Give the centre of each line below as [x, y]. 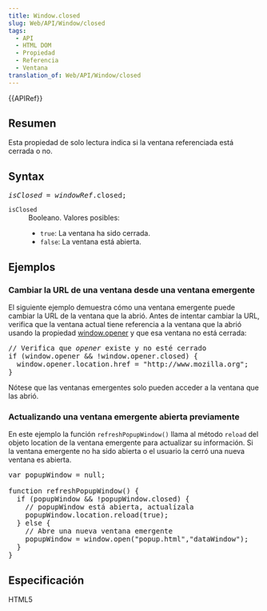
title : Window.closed [44, 16]
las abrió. [24, 396]
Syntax [26, 176]
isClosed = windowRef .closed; [68, 196]
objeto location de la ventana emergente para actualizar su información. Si [131, 443]
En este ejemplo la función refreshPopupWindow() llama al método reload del [133, 435]
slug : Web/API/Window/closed [57, 23]
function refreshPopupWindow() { [74, 491]
